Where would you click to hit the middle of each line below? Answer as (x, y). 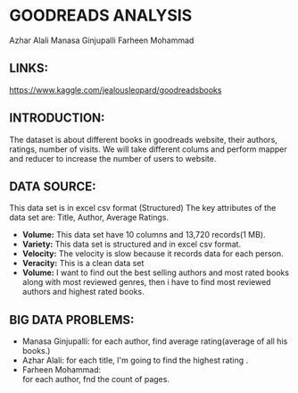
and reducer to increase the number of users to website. (113, 158)
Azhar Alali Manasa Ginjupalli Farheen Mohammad (102, 40)
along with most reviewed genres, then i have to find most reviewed (146, 282)
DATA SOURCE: (53, 186)
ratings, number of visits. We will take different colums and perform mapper (148, 149)
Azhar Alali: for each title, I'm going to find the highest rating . (135, 360)
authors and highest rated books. (83, 292)
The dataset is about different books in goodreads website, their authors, (144, 139)
